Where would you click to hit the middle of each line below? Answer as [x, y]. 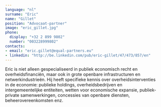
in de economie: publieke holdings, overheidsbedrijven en [64, 85]
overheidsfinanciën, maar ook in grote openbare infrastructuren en [73, 75]
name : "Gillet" [21, 19]
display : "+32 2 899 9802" [37, 37]
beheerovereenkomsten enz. [34, 101]
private [12, 95]
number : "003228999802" [34, 42]
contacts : [15, 46]
